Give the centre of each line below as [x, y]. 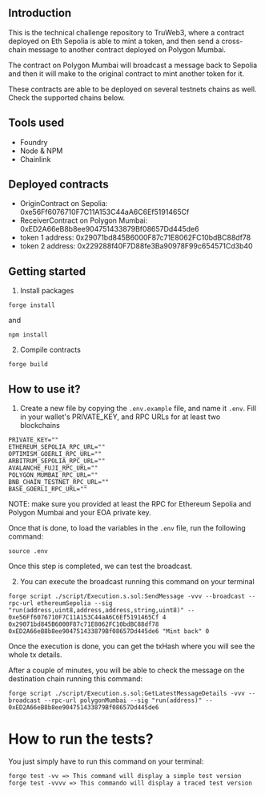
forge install [32, 305]
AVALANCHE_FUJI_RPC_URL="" [53, 468]
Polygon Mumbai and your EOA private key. [80, 513]
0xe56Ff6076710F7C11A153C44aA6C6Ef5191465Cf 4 [87, 617]
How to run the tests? [81, 739]
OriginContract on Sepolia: [64, 204]
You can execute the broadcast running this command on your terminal [137, 582]
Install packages [47, 291]
